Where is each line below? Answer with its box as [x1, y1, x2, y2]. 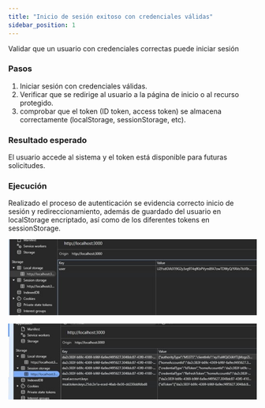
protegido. [19, 98, 54, 107]
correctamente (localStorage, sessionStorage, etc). [19, 114, 187, 124]
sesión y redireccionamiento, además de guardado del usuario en [8, 207, 222, 216]
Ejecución [8, 181, 47, 192]
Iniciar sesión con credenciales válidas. [19, 81, 147, 91]
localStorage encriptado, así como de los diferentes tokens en [8, 215, 211, 225]
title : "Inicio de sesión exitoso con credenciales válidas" [8, 13, 214, 21]
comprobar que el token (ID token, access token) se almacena [19, 107, 222, 116]
